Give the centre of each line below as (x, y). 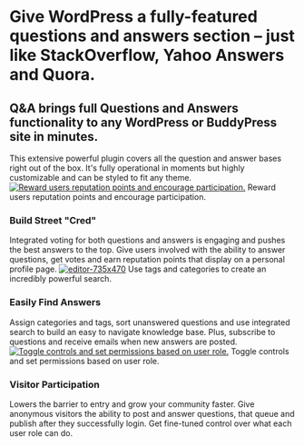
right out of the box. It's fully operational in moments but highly (127, 168)
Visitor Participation (54, 384)
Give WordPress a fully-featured (134, 17)
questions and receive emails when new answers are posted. (123, 342)
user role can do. (41, 432)
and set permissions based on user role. (85, 361)
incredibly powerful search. (60, 279)
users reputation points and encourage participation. (108, 197)
